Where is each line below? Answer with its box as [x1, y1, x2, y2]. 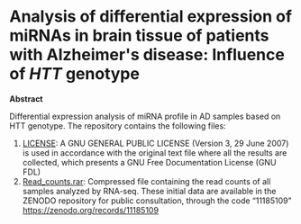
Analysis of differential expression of [9, 6, 293, 27]
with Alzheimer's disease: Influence [9, 45, 286, 65]
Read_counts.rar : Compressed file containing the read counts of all [22, 175, 271, 186]
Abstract [9, 93, 43, 104]
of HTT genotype [9, 64, 140, 85]
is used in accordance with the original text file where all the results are [22, 147, 287, 158]
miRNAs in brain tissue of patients [9, 25, 269, 46]
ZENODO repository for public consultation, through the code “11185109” [22, 195, 292, 206]
